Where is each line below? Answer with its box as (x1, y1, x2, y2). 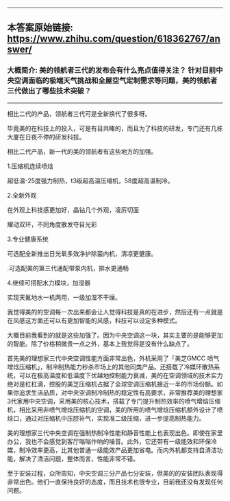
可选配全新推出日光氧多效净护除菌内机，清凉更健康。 (7, 249, 157, 257)
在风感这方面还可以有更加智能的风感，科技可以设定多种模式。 (7, 316, 181, 325)
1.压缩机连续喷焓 (7, 162, 53, 170)
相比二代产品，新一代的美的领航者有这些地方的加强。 (7, 147, 157, 155)
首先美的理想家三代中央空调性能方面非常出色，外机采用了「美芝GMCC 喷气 (7, 354, 220, 362)
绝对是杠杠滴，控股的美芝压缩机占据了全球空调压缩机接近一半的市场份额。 (7, 380, 217, 388)
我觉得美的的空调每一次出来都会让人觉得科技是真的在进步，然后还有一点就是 (7, 307, 223, 316)
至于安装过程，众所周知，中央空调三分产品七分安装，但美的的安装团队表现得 (7, 469, 223, 477)
